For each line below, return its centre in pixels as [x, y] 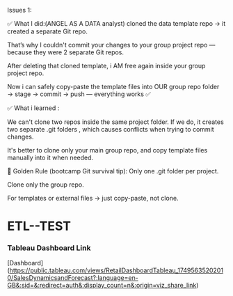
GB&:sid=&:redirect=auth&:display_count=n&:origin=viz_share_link [102, 286]
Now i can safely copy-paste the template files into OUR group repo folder [113, 87]
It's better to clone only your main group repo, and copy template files [107, 150]
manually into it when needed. [50, 157]
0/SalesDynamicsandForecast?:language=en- [73, 278]
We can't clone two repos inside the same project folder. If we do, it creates [115, 122]
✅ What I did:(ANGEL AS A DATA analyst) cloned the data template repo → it [116, 23]
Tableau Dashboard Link [49, 248]
